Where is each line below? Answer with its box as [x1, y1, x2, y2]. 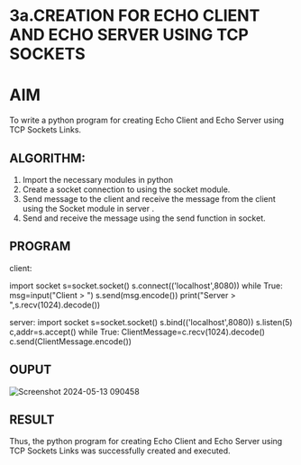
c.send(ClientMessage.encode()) [9, 335, 132, 347]
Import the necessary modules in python [22, 174, 174, 185]
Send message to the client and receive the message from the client [22, 193, 277, 204]
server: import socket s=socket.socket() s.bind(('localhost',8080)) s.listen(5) [9, 316, 293, 327]
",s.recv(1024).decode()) [9, 299, 101, 310]
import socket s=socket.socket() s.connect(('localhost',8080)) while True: [9, 280, 283, 291]
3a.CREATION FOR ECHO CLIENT [9, 5, 260, 26]
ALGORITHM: [9, 150, 86, 166]
